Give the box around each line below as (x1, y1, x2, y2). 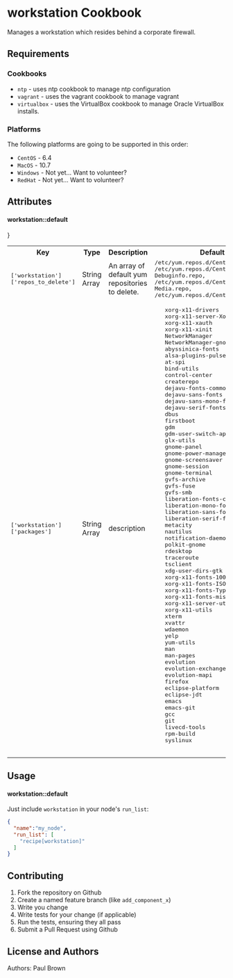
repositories (108, 278, 148, 288)
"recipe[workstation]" (19, 837, 85, 844)
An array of (108, 261, 146, 271)
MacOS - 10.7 (17, 161, 51, 169)
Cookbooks (7, 69, 47, 79)
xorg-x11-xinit (164, 326, 213, 333)
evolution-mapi (164, 671, 213, 679)
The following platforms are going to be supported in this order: (7, 140, 189, 148)
